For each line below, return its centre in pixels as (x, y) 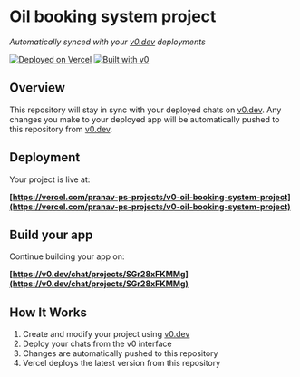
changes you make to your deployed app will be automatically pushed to (145, 119)
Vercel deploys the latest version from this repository (121, 363)
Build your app (51, 234)
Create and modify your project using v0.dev (106, 334)
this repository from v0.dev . (61, 129)
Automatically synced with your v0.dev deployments (107, 42)
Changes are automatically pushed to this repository (120, 353)
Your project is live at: (50, 179)
